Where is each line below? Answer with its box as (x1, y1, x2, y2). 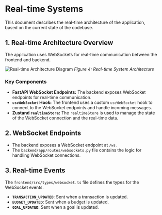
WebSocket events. (5, 184, 44, 190)
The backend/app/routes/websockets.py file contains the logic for (12, 147, 142, 153)
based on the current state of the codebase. (5, 24, 94, 30)
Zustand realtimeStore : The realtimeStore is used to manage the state (12, 110, 155, 116)
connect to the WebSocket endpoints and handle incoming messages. (12, 105, 152, 111)
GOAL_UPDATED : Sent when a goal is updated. (12, 204, 99, 210)
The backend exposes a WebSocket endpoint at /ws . (12, 142, 117, 148)
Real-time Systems (5, 3, 83, 15)
